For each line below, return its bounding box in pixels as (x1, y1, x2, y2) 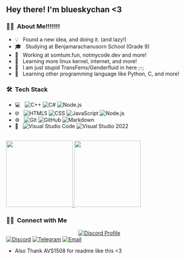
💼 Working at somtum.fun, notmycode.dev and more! (14, 51, 147, 58)
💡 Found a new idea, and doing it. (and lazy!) (14, 35, 127, 43)
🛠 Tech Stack (6, 85, 48, 93)
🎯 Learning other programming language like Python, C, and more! (14, 70, 180, 77)
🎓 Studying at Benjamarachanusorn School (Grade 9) (14, 42, 150, 50)
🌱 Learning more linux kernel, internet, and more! (14, 57, 137, 64)
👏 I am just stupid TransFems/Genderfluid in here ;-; (14, 64, 144, 71)
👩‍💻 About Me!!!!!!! (6, 22, 60, 31)
